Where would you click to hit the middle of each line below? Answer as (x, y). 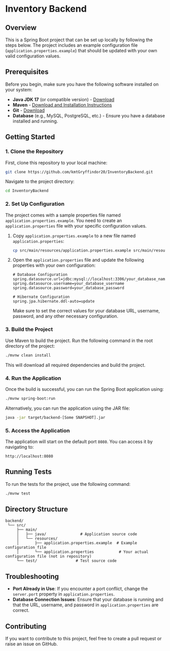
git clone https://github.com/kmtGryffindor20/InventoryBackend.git (79, 172)
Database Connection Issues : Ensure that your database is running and (88, 600)
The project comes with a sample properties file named (63, 215)
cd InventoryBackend (27, 191)
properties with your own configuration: (54, 265)
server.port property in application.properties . (64, 594)
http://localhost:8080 (29, 456)
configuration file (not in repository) (49, 556)
